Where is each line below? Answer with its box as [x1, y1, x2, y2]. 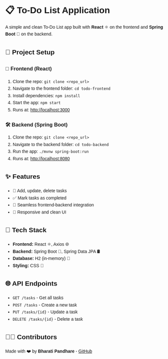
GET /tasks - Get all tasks [12, 295, 64, 301]
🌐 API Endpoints [5, 279, 58, 288]
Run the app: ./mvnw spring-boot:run [12, 149, 89, 155]
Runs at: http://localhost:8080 [12, 156, 70, 161]
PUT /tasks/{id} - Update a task [12, 309, 78, 315]
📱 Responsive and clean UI [12, 209, 66, 215]
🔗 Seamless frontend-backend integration [12, 202, 94, 208]
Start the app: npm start [12, 100, 61, 106]
